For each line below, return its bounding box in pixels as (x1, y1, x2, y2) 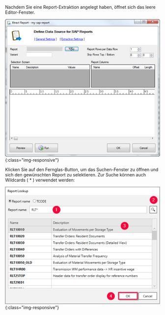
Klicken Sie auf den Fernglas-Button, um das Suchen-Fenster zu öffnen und (5, 167, 159, 172)
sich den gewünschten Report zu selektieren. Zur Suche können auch (5, 172, 146, 178)
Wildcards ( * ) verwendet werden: (5, 177, 75, 183)
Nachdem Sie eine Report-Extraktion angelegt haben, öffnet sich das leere (5, 4, 156, 10)
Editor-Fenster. (5, 9, 35, 15)
